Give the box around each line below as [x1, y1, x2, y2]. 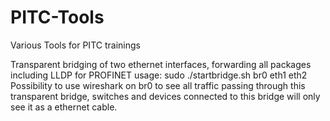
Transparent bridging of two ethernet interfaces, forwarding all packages [10, 58, 312, 70]
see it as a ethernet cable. [10, 101, 118, 113]
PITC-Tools [10, 6, 105, 29]
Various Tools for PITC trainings [10, 39, 141, 51]
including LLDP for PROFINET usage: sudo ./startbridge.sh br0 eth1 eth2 [10, 69, 308, 81]
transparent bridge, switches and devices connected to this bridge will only [10, 90, 321, 102]
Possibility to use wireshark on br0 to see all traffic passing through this [10, 79, 306, 91]
